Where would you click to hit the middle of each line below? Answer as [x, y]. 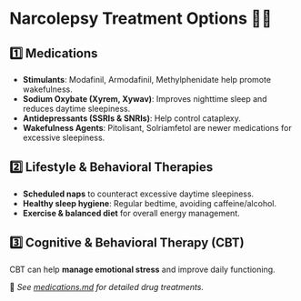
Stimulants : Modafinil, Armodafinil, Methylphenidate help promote [146, 80]
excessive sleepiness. [64, 137]
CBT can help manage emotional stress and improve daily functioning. [142, 269]
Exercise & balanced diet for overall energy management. [131, 213]
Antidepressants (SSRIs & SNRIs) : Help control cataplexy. [131, 118]
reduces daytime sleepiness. [76, 109]
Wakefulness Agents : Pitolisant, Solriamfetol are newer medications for [157, 128]
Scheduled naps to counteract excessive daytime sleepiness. [138, 194]
